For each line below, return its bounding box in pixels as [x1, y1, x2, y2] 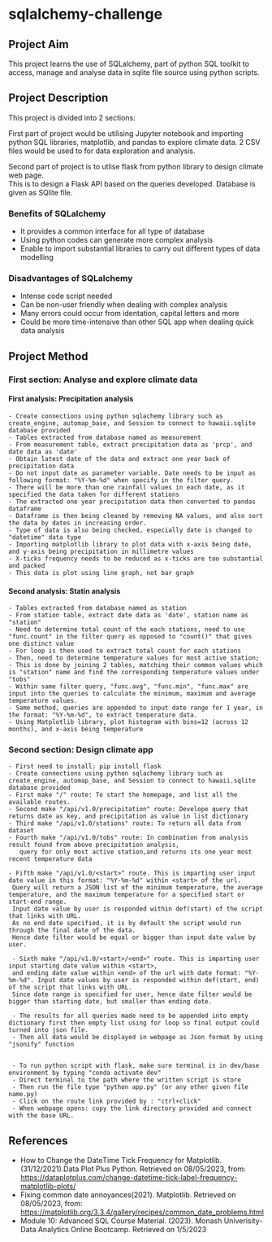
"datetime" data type [8, 533, 82, 542]
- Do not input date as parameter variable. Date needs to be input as [8, 469, 256, 477]
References [8, 1134, 68, 1148]
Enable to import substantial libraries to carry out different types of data [19, 244, 261, 253]
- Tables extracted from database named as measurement [8, 433, 201, 441]
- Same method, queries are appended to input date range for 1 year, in [8, 704, 264, 713]
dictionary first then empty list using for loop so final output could [8, 1019, 260, 1027]
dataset [8, 827, 35, 835]
